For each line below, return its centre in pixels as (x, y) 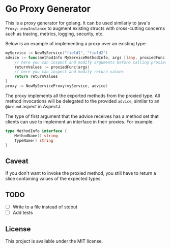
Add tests (23, 213)
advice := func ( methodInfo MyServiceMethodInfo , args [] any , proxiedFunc (85, 57)
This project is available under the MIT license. (54, 241)
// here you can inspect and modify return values (69, 72)
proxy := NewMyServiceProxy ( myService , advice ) (57, 86)
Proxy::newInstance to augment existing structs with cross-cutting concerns (85, 28)
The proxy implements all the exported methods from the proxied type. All (83, 96)
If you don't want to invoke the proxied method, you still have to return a (81, 173)
